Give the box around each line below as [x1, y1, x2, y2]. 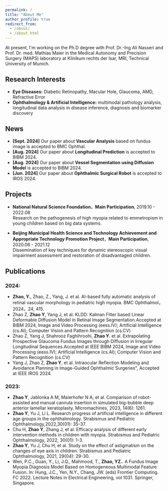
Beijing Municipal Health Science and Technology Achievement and [12, 230, 157, 236]
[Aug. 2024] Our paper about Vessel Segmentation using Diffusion [12, 159, 154, 165]
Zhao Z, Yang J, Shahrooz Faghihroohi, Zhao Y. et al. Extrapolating [12, 333, 150, 339]
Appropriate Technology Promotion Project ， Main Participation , [12, 236, 149, 242]
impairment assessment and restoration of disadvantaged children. [12, 252, 151, 258]
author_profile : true [5, 17, 51, 22]
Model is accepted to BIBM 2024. [12, 165, 82, 171]
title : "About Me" [5, 12, 44, 17]
